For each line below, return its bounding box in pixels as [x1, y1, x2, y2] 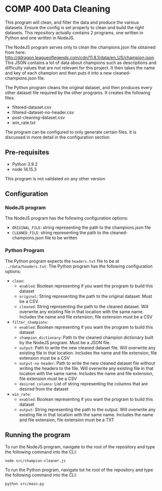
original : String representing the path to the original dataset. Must [19, 293, 152, 299]
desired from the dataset [19, 386, 69, 392]
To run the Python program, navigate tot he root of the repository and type [5, 467, 153, 473]
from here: [5, 49, 26, 55]
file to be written [44, 235, 77, 241]
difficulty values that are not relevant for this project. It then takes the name [5, 64, 155, 71]
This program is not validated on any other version [5, 175, 105, 181]
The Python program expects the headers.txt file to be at [5, 258, 119, 264]
